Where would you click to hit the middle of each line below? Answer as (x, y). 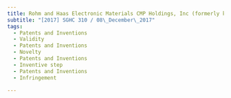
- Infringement (35, 78)
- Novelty (27, 52)
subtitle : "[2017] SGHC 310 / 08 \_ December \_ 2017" (81, 20)
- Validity (29, 39)
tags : (15, 26)
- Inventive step (38, 65)
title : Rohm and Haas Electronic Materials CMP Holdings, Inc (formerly (113, 13)
